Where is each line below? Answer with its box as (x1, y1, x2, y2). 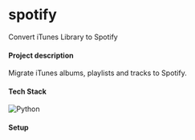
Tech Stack (8, 86, 47, 96)
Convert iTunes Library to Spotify (8, 32, 118, 42)
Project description (8, 50, 74, 60)
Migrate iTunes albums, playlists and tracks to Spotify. (8, 68, 187, 78)
